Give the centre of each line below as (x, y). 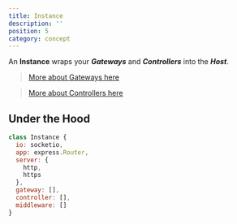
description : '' (36, 24)
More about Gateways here (74, 77)
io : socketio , (39, 144)
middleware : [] (41, 205)
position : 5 (28, 31)
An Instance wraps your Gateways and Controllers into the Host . (119, 62)
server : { (32, 160)
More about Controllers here (75, 93)
